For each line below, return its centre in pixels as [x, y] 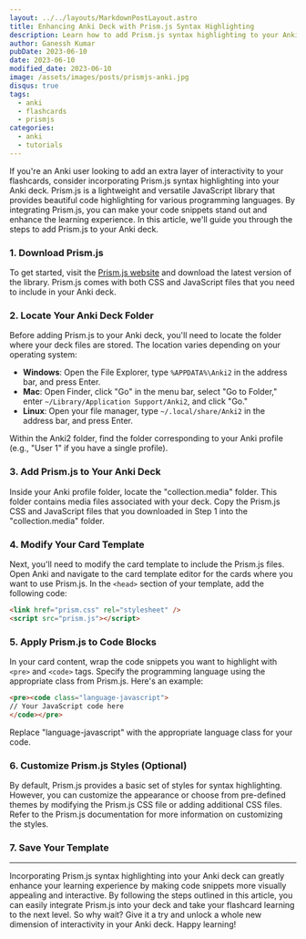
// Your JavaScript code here [67, 706]
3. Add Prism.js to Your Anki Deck [85, 472]
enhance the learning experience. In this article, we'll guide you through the [151, 219]
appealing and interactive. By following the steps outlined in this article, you [151, 895]
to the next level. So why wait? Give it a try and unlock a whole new [136, 915]
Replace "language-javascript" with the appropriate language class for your [151, 732]
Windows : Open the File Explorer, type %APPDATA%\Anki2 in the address [155, 372]
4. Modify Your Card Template [77, 544]
